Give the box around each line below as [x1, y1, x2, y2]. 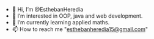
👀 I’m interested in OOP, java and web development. [12, 12, 143, 19]
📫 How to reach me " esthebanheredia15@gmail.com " [12, 26, 148, 33]
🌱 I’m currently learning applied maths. [12, 19, 110, 26]
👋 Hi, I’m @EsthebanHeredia [12, 6, 84, 13]
